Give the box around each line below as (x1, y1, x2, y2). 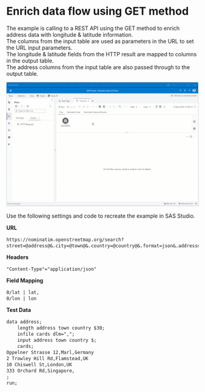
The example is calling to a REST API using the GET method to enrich (6, 24, 180, 32)
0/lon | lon (6, 295, 37, 301)
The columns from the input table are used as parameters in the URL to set (6, 37, 194, 45)
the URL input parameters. (6, 44, 73, 51)
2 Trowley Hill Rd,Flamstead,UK (6, 355, 88, 361)
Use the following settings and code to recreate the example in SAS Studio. (6, 212, 195, 220)
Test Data (6, 306, 32, 313)
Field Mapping (6, 276, 44, 284)
